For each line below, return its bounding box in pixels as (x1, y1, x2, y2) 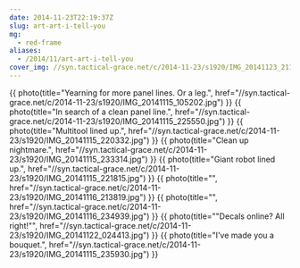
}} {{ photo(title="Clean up (151, 135, 249, 146)
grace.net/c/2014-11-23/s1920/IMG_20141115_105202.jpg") (9, 96, 224, 107)
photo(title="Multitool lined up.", (9, 125, 127, 136)
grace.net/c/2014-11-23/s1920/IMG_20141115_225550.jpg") (9, 115, 226, 126)
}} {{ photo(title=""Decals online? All (151, 211, 285, 222)
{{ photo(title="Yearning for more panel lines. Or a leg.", (9, 87, 213, 98)
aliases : (9, 46, 42, 55)
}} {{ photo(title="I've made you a (151, 230, 275, 240)
